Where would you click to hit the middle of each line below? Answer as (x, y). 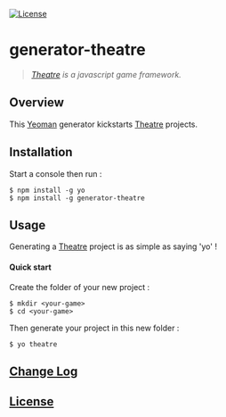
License (32, 402)
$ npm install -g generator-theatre (77, 198)
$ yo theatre (33, 344)
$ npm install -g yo (48, 190)
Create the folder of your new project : (80, 287)
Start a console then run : (56, 173)
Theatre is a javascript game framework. (106, 74)
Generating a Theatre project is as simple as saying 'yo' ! (113, 246)
